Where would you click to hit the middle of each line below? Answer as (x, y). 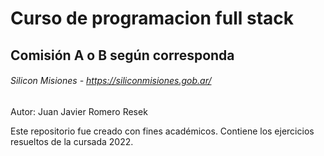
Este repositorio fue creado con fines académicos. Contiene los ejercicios (162, 131)
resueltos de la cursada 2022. (72, 141)
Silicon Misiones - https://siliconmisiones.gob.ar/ (111, 81)
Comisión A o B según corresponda (122, 55)
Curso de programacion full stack (152, 18)
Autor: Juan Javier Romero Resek (79, 111)
